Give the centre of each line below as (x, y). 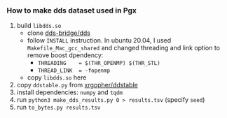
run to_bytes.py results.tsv (59, 108)
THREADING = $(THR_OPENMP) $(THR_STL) (99, 64)
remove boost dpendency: (65, 55)
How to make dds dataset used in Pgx (72, 10)
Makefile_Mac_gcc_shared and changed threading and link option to (124, 48)
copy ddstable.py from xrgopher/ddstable (77, 85)
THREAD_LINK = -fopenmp (74, 71)
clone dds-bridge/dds (59, 33)
